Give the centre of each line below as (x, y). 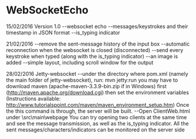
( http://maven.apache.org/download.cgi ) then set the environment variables (97, 92)
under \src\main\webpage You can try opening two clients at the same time (97, 117)
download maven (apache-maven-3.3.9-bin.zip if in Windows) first (86, 86)
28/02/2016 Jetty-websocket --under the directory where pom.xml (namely (97, 74)
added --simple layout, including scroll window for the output (80, 62)
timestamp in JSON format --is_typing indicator (63, 32)
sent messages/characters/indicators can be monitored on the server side (96, 130)
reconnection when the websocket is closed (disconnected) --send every (95, 50)
